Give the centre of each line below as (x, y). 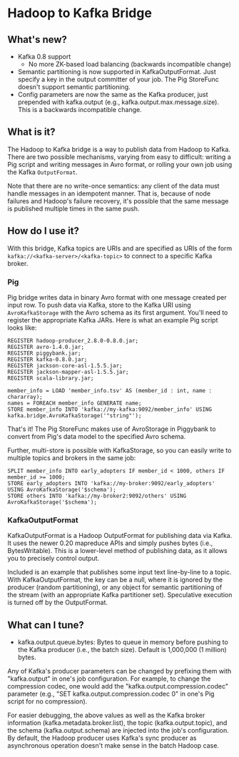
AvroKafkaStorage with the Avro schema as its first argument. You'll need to (118, 313)
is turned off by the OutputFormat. (58, 603)
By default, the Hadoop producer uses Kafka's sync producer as (102, 738)
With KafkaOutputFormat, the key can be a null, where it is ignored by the (115, 580)
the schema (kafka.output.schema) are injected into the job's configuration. (118, 731)
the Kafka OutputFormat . (42, 172)
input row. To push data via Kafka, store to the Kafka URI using (99, 305)
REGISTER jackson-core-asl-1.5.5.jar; (65, 365)
